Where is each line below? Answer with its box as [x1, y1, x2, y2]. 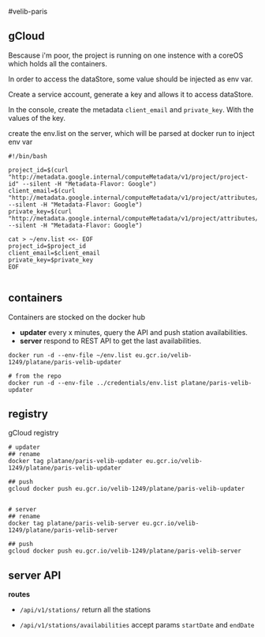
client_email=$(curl [8, 187, 77, 194]
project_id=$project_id [8, 242, 87, 250]
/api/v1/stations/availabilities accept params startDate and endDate [19, 620, 255, 630]
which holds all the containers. [8, 58, 108, 68]
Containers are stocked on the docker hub [8, 312, 146, 322]
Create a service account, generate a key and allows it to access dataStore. [8, 89, 254, 99]
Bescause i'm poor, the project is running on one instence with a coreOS [8, 51, 244, 60]
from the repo [15, 371, 62, 380]
